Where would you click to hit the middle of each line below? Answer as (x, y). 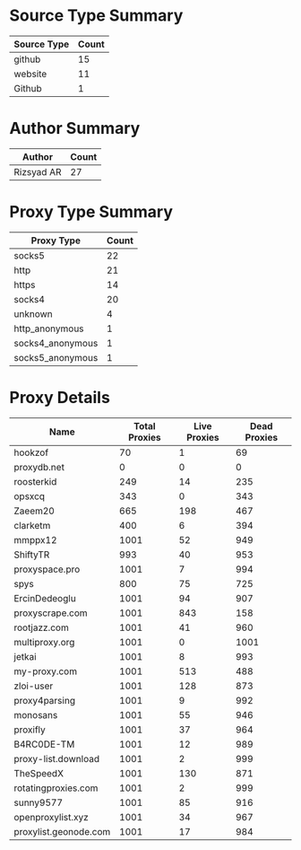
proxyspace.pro (47, 569)
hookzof (31, 452)
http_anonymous (49, 329)
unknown (33, 313)
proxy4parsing (45, 700)
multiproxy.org (44, 642)
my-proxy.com (46, 671)
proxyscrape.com (51, 613)
